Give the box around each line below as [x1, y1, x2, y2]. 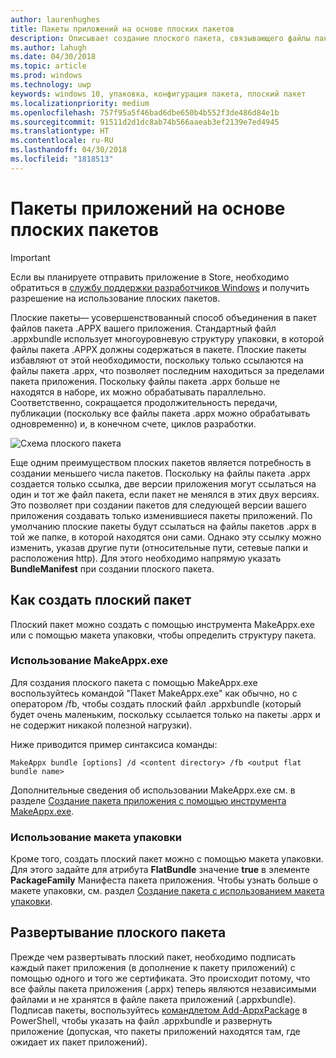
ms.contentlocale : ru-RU [10, 136, 114, 146]
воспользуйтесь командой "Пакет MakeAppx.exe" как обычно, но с [10, 687, 298, 699]
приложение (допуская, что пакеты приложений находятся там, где [10, 1025, 301, 1037]
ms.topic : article [10, 61, 87, 71]
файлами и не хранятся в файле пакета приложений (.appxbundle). [10, 993, 297, 1005]
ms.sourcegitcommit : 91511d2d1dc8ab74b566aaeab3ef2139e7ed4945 [10, 117, 280, 127]
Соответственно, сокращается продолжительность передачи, [10, 396, 278, 408]
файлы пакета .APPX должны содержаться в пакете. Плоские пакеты [10, 343, 307, 355]
